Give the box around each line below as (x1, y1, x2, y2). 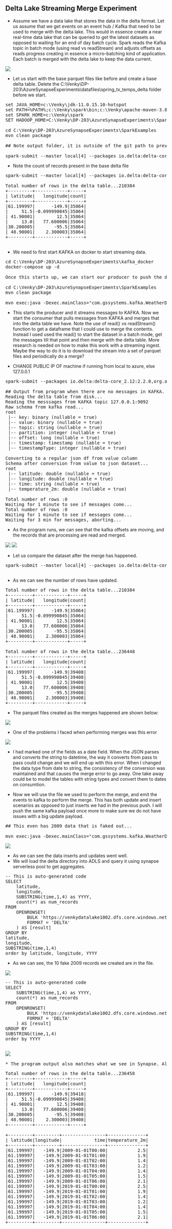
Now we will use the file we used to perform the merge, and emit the (12, 791, 158, 797)
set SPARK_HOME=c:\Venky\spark (5, 112, 84, 117)
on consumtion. (12, 781, 46, 787)
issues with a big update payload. (12, 813, 84, 819)
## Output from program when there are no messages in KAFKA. (5, 388, 165, 394)
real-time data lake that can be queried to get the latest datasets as (12, 34, 155, 40)
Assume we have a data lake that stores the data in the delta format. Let (12, 17, 165, 24)
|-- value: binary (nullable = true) (8, 419, 103, 425)
